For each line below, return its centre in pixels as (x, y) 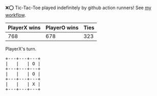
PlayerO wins (62, 28)
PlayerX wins (24, 28)
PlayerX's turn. (21, 49)
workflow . (16, 15)
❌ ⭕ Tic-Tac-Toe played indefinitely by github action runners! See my (78, 8)
